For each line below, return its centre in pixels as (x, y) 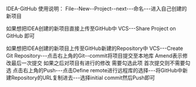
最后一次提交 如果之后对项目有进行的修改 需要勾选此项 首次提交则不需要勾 (101, 63)
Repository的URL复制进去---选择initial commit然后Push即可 (83, 78)
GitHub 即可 (21, 36)
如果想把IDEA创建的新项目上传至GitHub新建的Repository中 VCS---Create (95, 48)
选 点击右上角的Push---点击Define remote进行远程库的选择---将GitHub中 (94, 70)
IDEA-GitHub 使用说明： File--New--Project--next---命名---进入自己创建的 (97, 9)
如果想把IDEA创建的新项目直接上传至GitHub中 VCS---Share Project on (91, 29)
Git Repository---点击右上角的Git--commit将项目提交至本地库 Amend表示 (94, 56)
